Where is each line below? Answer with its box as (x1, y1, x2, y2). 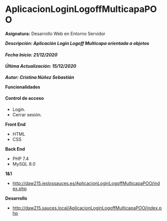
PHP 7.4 (12, 156, 29, 162)
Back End (5, 146, 25, 152)
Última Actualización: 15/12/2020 (5, 63, 76, 69)
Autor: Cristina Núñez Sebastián (5, 74, 74, 80)
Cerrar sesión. (12, 111, 42, 118)
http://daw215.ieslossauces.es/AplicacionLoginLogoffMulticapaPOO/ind (12, 180, 161, 186)
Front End (5, 121, 26, 127)
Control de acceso (5, 95, 44, 101)
